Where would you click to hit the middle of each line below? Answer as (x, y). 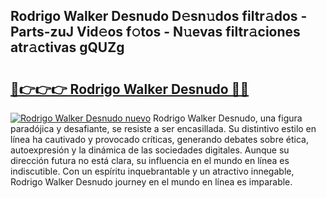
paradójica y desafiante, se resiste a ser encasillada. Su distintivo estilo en (163, 128)
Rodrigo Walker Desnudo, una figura (228, 118)
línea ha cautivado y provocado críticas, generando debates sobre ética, (159, 139)
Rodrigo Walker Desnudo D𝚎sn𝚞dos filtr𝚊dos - (159, 16)
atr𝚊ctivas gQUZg (67, 47)
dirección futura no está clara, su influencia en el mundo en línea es (150, 160)
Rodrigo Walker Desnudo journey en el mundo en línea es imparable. (151, 182)
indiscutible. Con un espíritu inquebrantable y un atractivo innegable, (152, 171)
